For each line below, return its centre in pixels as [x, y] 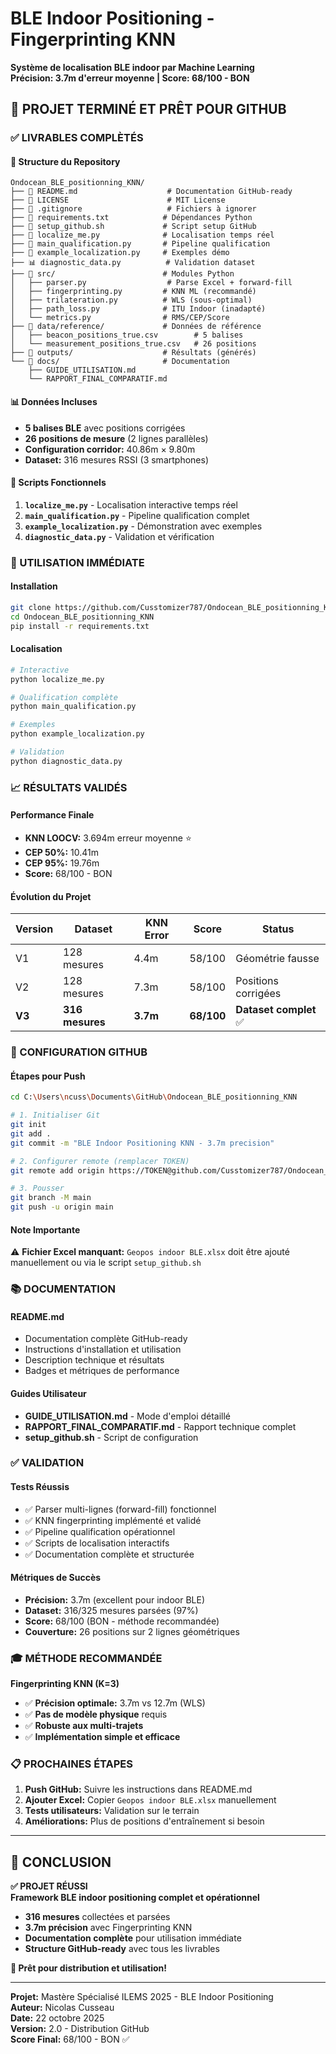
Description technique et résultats [94, 1360]
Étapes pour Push [48, 1076]
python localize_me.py [57, 679]
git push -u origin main [62, 1207]
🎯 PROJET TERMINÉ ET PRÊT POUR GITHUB [148, 109]
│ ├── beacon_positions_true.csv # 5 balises [127, 335]
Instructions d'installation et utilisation [103, 1349]
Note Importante [45, 1229]
